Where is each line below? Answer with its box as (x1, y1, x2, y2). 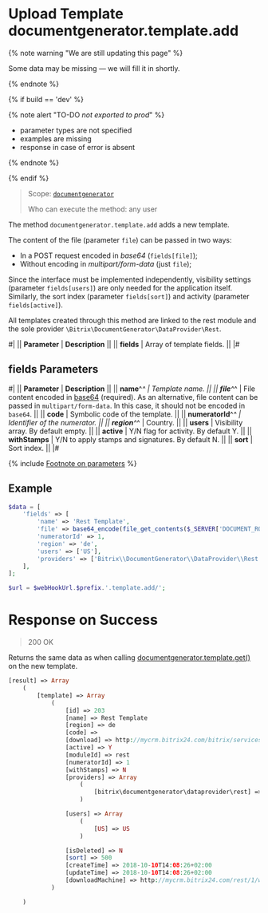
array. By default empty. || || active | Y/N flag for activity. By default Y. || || (8, 426, 253, 436)
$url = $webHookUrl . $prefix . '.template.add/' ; (8, 584, 166, 592)
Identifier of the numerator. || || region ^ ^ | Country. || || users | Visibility (8, 417, 243, 427)
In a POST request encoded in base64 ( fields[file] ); (19, 251, 198, 260)
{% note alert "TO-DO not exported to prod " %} (8, 109, 165, 120)
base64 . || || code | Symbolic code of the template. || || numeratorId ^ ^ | (8, 409, 242, 419)
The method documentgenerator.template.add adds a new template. (8, 219, 230, 229)
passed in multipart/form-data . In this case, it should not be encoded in (8, 401, 246, 410)
